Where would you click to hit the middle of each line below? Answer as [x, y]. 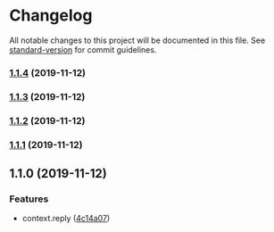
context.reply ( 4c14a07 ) [66, 219]
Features [29, 199]
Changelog [51, 16]
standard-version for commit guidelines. [83, 49]
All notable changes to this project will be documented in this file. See [137, 40]
